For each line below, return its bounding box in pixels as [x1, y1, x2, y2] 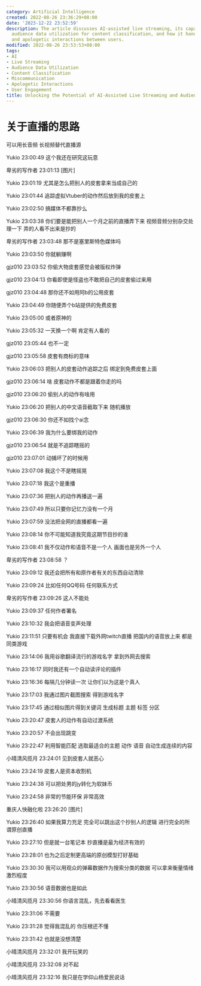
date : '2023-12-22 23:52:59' [6, 20, 79, 26]
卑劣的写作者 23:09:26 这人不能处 [6, 594, 90, 601]
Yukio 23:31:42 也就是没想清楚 [6, 935, 81, 942]
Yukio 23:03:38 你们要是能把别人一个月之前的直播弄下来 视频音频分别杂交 [6, 217, 188, 225]
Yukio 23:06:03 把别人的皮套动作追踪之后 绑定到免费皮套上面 [6, 365, 157, 372]
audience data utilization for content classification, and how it [11, 31, 184, 37]
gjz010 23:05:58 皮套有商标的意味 [6, 352, 90, 360]
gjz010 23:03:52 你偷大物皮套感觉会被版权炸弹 [6, 263, 121, 270]
